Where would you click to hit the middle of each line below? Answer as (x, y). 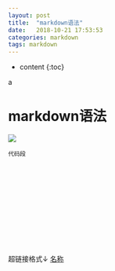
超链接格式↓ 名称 (36, 259)
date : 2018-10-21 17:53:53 (56, 30)
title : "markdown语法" (46, 23)
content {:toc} (42, 67)
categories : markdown (43, 37)
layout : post (29, 15)
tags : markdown (33, 45)
